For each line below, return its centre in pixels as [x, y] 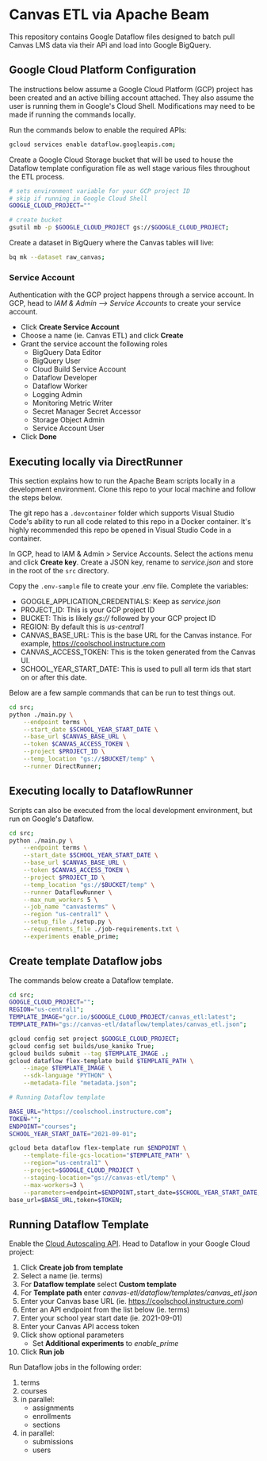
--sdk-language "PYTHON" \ [68, 1076]
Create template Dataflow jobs [86, 961]
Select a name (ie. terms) [61, 1276]
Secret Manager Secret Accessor [87, 411]
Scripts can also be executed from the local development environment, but [131, 810]
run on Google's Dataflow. [51, 819]
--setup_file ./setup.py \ [68, 922]
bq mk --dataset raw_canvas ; [57, 257]
